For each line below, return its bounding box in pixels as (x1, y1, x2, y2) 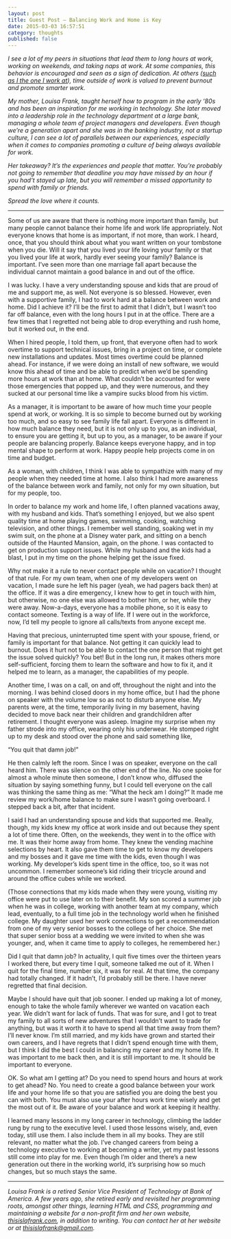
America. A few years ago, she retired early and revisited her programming (8, 1194, 221, 1203)
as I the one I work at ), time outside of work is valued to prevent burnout (8, 76, 212, 85)
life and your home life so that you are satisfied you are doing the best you (8, 1088, 218, 1097)
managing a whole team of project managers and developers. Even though (8, 119, 221, 127)
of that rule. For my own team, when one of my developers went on (8, 574, 198, 582)
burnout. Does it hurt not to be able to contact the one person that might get (8, 646, 223, 654)
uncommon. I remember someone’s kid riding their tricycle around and (8, 867, 206, 875)
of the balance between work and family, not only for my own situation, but (8, 482, 220, 490)
